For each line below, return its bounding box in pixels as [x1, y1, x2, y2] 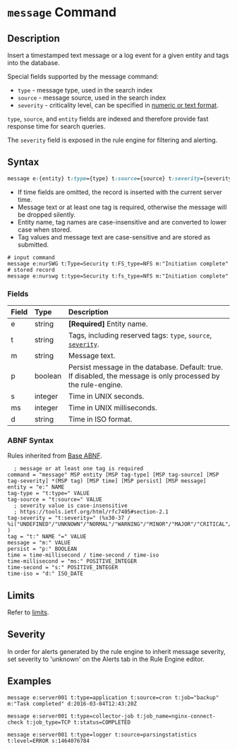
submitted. [17, 240, 49, 249]
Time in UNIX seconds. [68, 391, 145, 401]
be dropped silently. [17, 210, 76, 219]
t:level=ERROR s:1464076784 [7, 737, 90, 744]
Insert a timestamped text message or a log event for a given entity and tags [7, 51, 229, 59]
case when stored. [17, 225, 72, 234]
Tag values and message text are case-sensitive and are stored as [17, 232, 211, 241]
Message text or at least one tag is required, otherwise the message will [17, 203, 227, 211]
